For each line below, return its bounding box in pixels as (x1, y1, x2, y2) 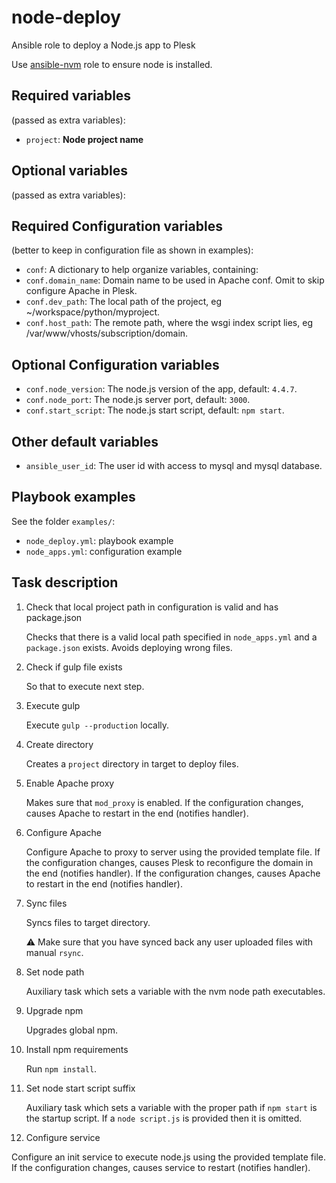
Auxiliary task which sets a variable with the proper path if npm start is (25, 1101, 318, 1113)
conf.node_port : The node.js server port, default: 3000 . (25, 394, 251, 406)
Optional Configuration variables (11, 356, 220, 373)
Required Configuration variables (11, 217, 223, 235)
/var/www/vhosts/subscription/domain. (25, 327, 189, 340)
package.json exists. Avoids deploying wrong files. (25, 641, 233, 653)
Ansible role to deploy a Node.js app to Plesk (11, 39, 196, 51)
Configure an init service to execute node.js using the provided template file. (11, 1151, 327, 1163)
